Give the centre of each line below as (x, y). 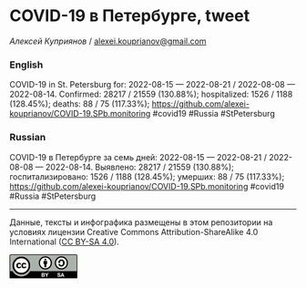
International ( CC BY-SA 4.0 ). (65, 242)
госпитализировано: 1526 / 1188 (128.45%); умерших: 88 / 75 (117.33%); (147, 176)
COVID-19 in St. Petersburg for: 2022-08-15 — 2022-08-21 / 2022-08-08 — (153, 85)
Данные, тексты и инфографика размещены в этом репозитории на (141, 222)
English (26, 65)
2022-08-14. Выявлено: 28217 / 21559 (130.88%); (140, 167)
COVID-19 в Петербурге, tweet (130, 16)
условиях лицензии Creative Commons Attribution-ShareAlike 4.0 (134, 231)
